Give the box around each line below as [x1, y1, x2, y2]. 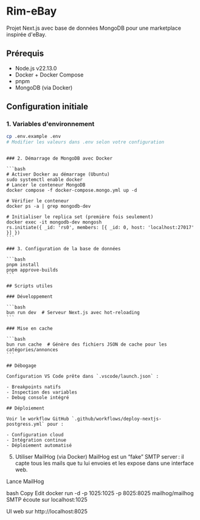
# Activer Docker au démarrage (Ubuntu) [6, 171, 111, 177]
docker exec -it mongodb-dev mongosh [6, 219, 102, 225]
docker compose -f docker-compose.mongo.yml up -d [6, 187, 137, 194]
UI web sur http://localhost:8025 [6, 508, 88, 515]
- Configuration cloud [6, 432, 64, 438]
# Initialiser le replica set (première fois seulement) [6, 214, 154, 220]
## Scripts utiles [6, 283, 53, 289]
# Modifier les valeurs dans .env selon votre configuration [6, 139, 165, 145]
